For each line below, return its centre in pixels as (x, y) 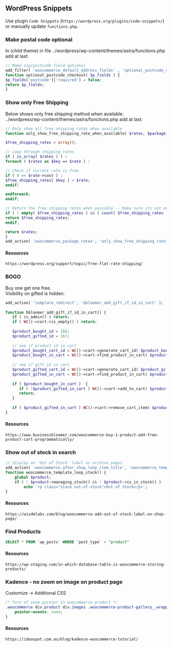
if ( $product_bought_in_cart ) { (50, 384)
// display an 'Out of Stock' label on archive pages (64, 463)
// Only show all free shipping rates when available (64, 129)
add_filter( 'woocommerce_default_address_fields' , (63, 70)
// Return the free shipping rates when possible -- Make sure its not (83, 208)
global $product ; (33, 477)
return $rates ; (21, 232)
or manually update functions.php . (42, 26)
